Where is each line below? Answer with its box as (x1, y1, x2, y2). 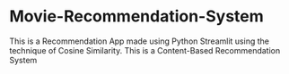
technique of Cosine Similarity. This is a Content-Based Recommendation (9, 45, 281, 55)
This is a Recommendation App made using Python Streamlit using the (9, 36, 269, 46)
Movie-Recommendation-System (9, 6, 265, 27)
